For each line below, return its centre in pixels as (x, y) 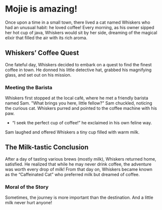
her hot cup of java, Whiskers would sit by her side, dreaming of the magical (81, 32)
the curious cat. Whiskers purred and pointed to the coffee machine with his (81, 108)
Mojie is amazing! (41, 9)
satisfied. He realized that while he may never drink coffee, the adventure (78, 164)
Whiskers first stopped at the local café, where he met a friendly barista (77, 98)
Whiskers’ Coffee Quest (42, 53)
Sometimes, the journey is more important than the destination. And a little (79, 197)
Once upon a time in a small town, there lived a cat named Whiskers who (78, 22)
